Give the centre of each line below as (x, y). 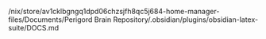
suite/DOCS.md (34, 28)
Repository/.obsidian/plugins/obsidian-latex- (186, 19)
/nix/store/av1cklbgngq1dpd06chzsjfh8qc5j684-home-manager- (114, 11)
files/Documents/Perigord (50, 19)
